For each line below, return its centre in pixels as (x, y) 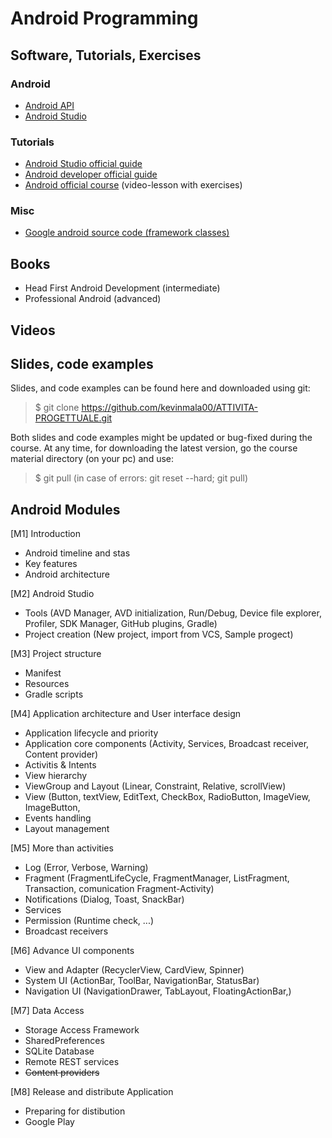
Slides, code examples (82, 364)
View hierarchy (56, 776)
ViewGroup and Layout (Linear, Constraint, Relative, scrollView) (155, 786)
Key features (51, 564)
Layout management (67, 829)
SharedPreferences (64, 1041)
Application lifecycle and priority (91, 733)
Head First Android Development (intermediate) (122, 288)
